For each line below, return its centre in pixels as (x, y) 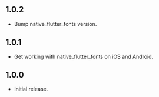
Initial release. (31, 89)
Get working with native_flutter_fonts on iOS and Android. (84, 56)
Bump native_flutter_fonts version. (55, 24)
